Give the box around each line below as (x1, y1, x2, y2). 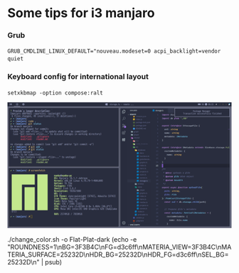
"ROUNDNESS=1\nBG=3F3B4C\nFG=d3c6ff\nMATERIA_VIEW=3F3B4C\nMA (7, 243, 232, 252)
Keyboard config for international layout (7, 72, 149, 82)
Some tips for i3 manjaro (7, 5, 155, 21)
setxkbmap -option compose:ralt (7, 89, 103, 97)
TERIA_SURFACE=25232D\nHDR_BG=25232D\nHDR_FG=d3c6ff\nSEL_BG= (7, 250, 229, 259)
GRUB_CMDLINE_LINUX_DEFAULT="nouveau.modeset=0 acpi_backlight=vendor (7, 48, 221, 55)
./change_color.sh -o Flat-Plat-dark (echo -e (7, 235, 137, 244)
